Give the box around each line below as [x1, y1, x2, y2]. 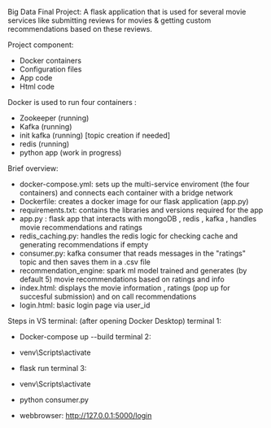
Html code [19, 81, 55, 91]
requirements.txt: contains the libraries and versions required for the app [19, 205, 264, 215]
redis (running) [19, 139, 70, 149]
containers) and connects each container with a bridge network [19, 188, 234, 198]
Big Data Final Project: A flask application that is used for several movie [7, 7, 247, 16]
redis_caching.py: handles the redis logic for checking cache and [19, 231, 238, 241]
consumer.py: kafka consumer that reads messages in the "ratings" [19, 248, 246, 258]
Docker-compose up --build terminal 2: [19, 332, 151, 341]
